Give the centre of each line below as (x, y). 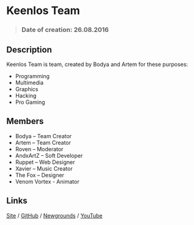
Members (25, 121)
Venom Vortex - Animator (47, 182)
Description (29, 50)
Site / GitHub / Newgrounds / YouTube (54, 215)
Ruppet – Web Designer (45, 162)
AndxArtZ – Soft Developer (49, 155)
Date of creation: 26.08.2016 (65, 30)
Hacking (26, 95)
